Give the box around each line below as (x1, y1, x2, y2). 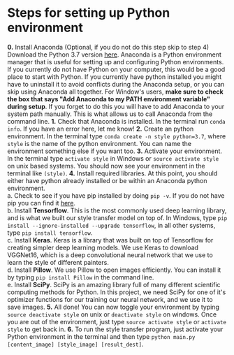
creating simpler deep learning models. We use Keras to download (7, 243, 199, 252)
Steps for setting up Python (7, 5, 170, 21)
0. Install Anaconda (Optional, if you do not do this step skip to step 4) (7, 43, 210, 51)
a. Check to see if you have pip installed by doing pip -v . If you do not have (7, 191, 225, 200)
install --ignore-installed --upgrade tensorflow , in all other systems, (7, 221, 216, 229)
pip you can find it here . (7, 198, 75, 207)
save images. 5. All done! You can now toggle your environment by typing (7, 303, 220, 311)
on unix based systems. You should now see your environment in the (7, 161, 205, 170)
